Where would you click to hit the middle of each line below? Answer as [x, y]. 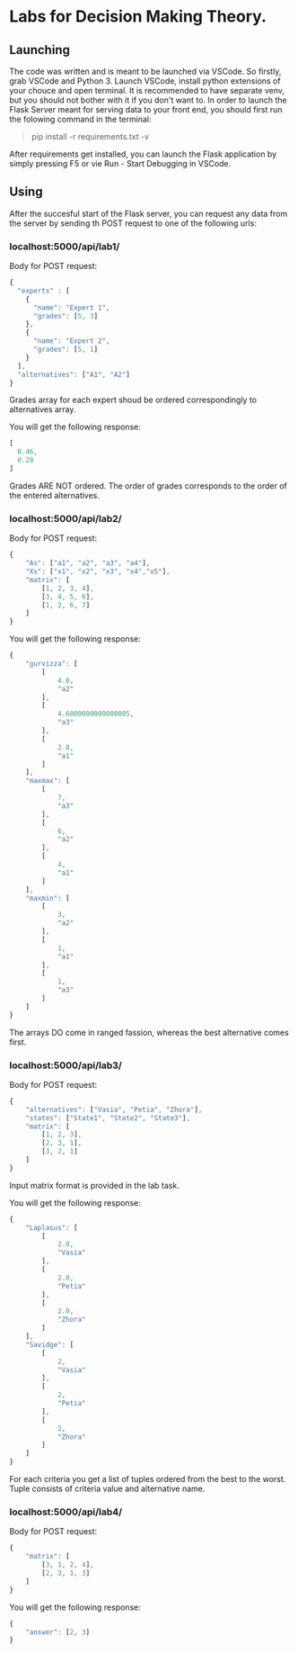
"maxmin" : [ [48, 898]
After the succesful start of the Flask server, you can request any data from [149, 213]
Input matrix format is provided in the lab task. [94, 1185]
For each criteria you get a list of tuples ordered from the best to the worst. [148, 1479]
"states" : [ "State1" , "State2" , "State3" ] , [108, 1118]
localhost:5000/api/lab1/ [65, 247]
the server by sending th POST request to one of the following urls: [133, 223]
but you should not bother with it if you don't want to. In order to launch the [148, 100]
